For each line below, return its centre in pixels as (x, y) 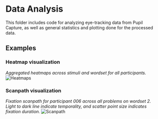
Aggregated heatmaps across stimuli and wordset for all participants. (76, 73)
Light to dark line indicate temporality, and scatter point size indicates (76, 106)
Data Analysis (34, 9)
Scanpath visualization (34, 90)
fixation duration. (23, 111)
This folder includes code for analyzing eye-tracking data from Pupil (74, 22)
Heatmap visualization (33, 62)
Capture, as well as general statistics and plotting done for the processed (79, 27)
